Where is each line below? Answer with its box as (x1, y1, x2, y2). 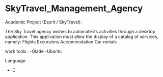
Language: (5, 58, 27, 63)
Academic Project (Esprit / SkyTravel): (5, 19, 82, 25)
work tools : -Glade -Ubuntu (5, 48, 62, 54)
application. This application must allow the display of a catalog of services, (5, 34, 159, 39)
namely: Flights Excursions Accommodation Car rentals (5, 38, 117, 44)
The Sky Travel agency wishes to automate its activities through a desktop (5, 28, 156, 34)
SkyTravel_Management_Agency (5, 3, 143, 14)
